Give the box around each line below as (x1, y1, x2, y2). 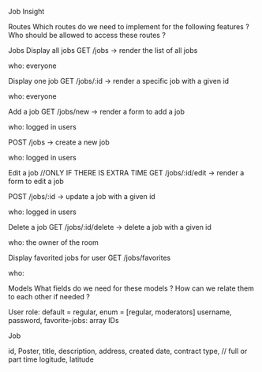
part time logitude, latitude (8, 355, 95, 364)
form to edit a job (8, 177, 65, 186)
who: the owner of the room (8, 238, 99, 247)
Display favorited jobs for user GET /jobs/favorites (8, 253, 171, 262)
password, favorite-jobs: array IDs (8, 316, 120, 325)
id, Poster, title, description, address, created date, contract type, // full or (8, 347, 248, 355)
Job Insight (8, 7, 45, 16)
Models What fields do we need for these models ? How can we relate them (8, 284, 255, 293)
